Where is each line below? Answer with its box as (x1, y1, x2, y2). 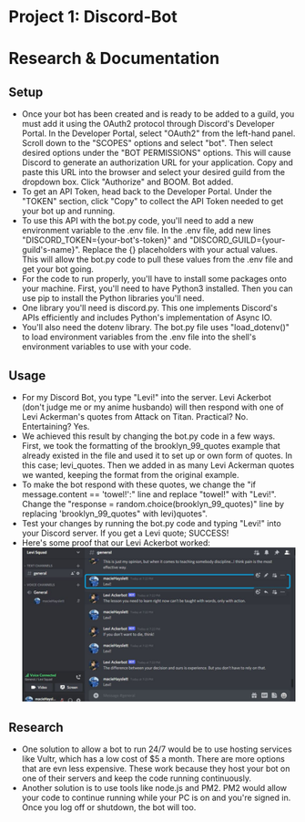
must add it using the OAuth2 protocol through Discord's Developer (21, 119, 275, 130)
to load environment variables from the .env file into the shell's (21, 331, 257, 343)
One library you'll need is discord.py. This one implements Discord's (21, 303, 279, 314)
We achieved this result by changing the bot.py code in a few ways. (21, 431, 276, 442)
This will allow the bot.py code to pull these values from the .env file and (21, 254, 293, 265)
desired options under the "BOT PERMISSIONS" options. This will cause (21, 148, 291, 159)
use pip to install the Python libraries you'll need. (21, 293, 205, 304)
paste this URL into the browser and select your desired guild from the (21, 167, 286, 178)
